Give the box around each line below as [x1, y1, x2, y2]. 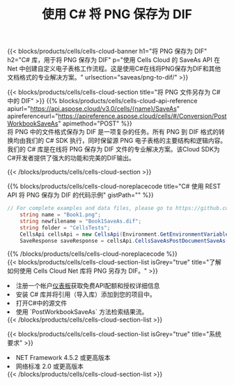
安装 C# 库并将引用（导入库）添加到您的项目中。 [16, 290, 156, 299]
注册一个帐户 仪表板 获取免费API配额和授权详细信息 [16, 282, 160, 290]
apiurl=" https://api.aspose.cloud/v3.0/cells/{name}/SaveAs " [7, 105, 180, 113]
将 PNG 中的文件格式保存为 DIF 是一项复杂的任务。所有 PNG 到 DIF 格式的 [7, 128, 219, 136]
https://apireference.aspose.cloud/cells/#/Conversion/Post [58, 112, 227, 121]
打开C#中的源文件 [16, 299, 68, 308]
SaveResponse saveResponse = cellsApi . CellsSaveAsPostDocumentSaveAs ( [19, 237, 229, 244]
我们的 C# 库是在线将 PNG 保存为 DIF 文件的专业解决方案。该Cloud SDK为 [7, 145, 221, 153]
